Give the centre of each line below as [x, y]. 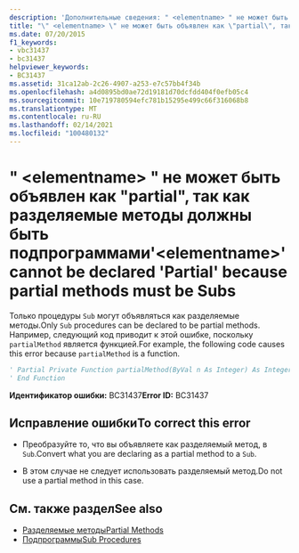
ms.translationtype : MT [53, 109]
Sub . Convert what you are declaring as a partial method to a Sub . [139, 454]
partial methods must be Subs [123, 291]
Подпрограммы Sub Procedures [81, 540]
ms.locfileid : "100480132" [59, 134]
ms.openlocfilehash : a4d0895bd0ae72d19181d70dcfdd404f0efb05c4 [129, 92]
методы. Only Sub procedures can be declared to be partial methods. [135, 325]
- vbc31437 [29, 51]
